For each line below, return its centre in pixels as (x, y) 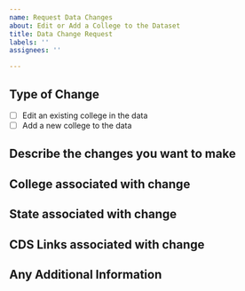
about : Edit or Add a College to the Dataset (95, 26)
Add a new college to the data (77, 126)
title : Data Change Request (61, 34)
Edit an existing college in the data (85, 115)
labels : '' (29, 42)
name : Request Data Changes (61, 17)
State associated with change (93, 214)
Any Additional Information (86, 275)
